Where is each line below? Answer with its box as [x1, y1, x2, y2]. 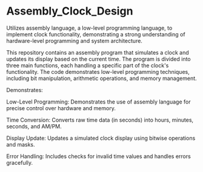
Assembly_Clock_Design [6, 4, 133, 18]
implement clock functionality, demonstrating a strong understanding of [6, 30, 186, 38]
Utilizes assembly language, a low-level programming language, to [6, 24, 173, 31]
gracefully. [6, 159, 33, 166]
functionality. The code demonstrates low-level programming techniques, [6, 68, 190, 75]
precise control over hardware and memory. [6, 104, 116, 111]
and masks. [6, 141, 35, 148]
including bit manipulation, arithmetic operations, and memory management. [6, 74, 197, 82]
